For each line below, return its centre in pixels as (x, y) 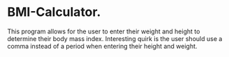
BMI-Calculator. (54, 12)
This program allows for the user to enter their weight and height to (104, 31)
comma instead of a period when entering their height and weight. (102, 46)
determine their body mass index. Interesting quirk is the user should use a (115, 38)
